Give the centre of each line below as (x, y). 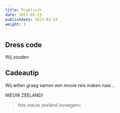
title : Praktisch (24, 10)
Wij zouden (17, 57)
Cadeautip (22, 73)
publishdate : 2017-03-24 (31, 19)
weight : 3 (16, 24)
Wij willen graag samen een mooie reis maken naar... (60, 85)
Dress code (24, 45)
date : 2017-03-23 (24, 15)
